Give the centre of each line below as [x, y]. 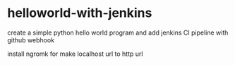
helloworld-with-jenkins [80, 13]
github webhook [31, 40]
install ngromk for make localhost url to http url [75, 54]
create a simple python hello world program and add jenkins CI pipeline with [118, 32]
